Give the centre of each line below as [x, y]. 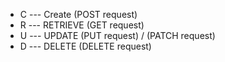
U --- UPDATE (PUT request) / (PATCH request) [117, 35]
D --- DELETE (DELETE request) [85, 46]
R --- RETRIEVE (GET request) [82, 25]
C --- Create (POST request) [78, 14]
